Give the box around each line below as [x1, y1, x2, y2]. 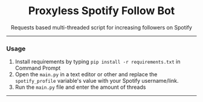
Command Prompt [14, 64, 61, 72]
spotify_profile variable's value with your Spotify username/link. [14, 77, 179, 85]
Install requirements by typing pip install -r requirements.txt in [14, 58, 181, 65]
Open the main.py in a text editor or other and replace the [14, 71, 158, 78]
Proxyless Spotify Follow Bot [28, 4, 175, 18]
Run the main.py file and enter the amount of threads [14, 83, 146, 91]
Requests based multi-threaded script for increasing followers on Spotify [11, 23, 192, 31]
